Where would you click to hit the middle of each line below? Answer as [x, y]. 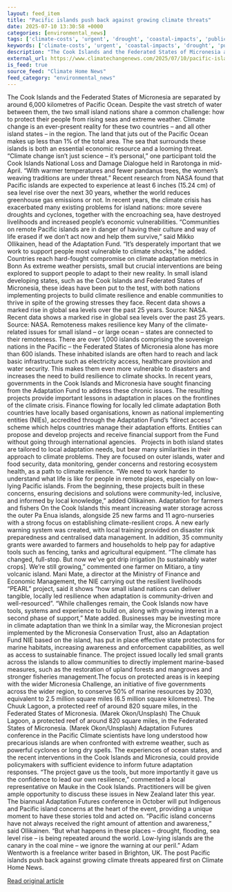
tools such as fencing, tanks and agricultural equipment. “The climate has [112, 552]
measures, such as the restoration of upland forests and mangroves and [110, 670]
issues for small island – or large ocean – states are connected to [121, 332]
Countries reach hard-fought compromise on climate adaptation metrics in [113, 259]
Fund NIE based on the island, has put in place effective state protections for [116, 640]
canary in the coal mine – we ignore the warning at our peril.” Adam [103, 846]
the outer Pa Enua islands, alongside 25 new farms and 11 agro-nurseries [111, 516]
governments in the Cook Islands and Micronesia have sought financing [109, 383]
